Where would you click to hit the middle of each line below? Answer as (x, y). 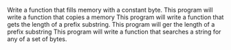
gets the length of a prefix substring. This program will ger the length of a (111, 24)
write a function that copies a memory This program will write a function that (115, 17)
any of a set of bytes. (37, 39)
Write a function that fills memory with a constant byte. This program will (110, 10)
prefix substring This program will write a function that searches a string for (114, 32)
